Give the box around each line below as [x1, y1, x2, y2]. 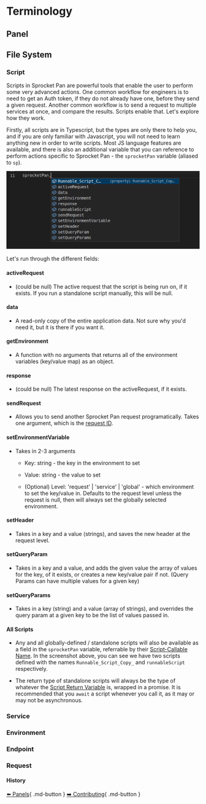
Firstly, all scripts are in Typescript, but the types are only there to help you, [6, 126, 197, 134]
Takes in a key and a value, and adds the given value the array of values [15, 564, 197, 572]
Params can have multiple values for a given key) [15, 578, 140, 585]
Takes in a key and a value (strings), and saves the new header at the [15, 530, 191, 537]
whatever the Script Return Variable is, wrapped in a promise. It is [15, 684, 181, 691]
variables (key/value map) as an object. [15, 358, 115, 366]
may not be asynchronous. [15, 697, 83, 704]
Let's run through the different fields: [6, 255, 99, 262]
